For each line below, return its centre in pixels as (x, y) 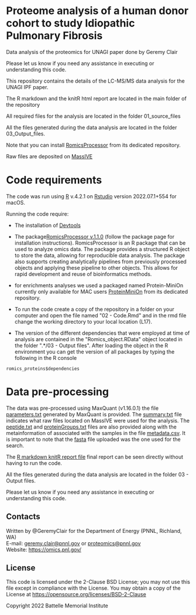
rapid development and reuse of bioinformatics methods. (83, 274)
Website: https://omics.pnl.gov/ (44, 549)
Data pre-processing (58, 392)
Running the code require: (37, 214)
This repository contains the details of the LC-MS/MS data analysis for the (96, 81)
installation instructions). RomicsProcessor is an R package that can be (100, 243)
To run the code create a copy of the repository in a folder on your (94, 309)
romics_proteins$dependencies (43, 368)
